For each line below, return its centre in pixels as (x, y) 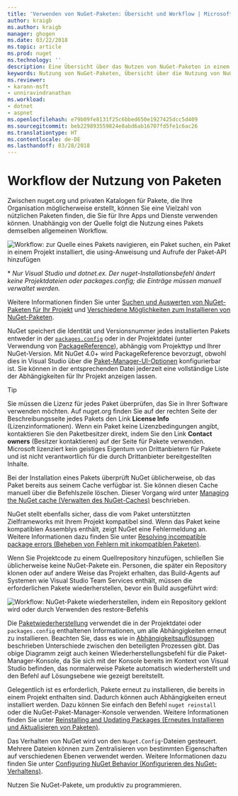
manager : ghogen (31, 34)
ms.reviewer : (27, 80)
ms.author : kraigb (34, 27)
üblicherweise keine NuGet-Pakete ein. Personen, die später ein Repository (117, 565)
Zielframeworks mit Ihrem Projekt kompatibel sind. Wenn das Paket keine (114, 521)
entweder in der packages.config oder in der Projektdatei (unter (100, 338)
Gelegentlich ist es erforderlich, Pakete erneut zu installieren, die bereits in (116, 690)
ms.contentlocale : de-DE (44, 139)
